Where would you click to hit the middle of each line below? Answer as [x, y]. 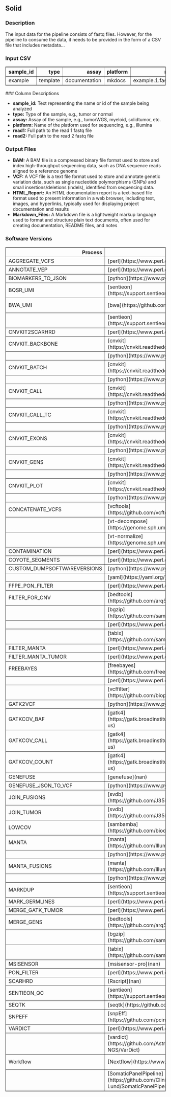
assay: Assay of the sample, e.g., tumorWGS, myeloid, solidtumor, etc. [87, 119]
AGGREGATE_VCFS [31, 261]
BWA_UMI [20, 305]
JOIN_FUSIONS [27, 797]
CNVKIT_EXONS [28, 438]
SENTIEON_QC [26, 993]
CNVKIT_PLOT [26, 485]
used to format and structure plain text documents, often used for [81, 220]
